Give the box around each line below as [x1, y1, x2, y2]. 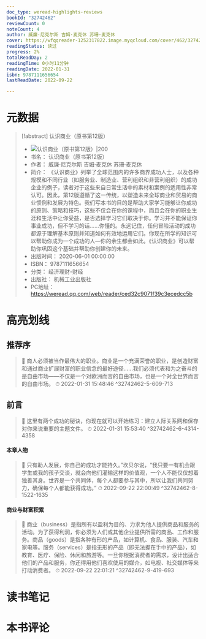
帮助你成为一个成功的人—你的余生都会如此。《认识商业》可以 [36, 237, 189, 245]
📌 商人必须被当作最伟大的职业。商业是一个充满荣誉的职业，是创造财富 [21, 357, 199, 365]
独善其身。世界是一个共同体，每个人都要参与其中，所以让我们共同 [21, 477, 188, 484]
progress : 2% [6, 49, 40, 55]
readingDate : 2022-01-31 [6, 66, 70, 72]
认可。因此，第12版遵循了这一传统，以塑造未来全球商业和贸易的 [30, 191, 192, 199]
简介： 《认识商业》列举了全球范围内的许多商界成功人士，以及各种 [30, 168, 199, 176]
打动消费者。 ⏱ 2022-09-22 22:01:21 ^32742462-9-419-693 [21, 567, 175, 574]
